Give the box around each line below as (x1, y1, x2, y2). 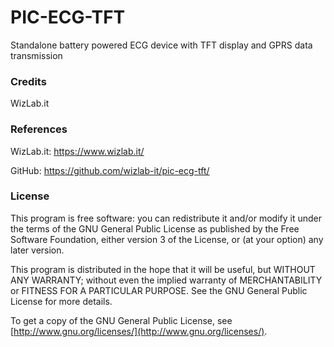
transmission (10, 49, 63, 61)
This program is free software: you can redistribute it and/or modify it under (10, 212, 322, 224)
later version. (10, 244, 65, 256)
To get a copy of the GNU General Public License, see (10, 314, 233, 326)
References (10, 122, 68, 136)
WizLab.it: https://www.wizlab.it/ (10, 145, 145, 157)
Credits (10, 74, 47, 88)
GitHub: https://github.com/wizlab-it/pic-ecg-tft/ (10, 164, 210, 176)
